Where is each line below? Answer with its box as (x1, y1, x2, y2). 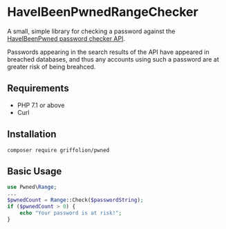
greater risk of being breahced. (7, 62, 96, 71)
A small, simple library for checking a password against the (7, 27, 176, 35)
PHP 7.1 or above (17, 101, 65, 109)
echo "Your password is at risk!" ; (19, 209, 122, 217)
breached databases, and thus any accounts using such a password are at (7, 55, 220, 63)
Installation (7, 129, 57, 140)
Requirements (7, 82, 69, 94)
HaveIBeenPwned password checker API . (7, 34, 126, 42)
